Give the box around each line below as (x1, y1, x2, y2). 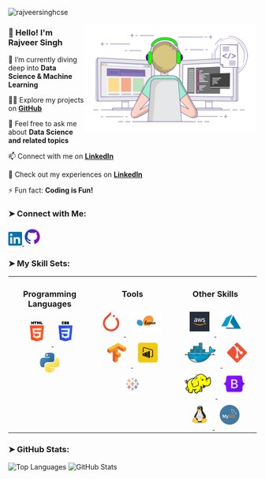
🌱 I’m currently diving (8, 55, 77, 65)
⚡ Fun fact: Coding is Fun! (8, 185, 93, 195)
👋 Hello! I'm (8, 27, 53, 38)
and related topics (8, 136, 69, 145)
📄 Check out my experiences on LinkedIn (8, 170, 144, 179)
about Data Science (8, 127, 73, 137)
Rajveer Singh (8, 36, 63, 47)
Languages (27, 298, 73, 309)
